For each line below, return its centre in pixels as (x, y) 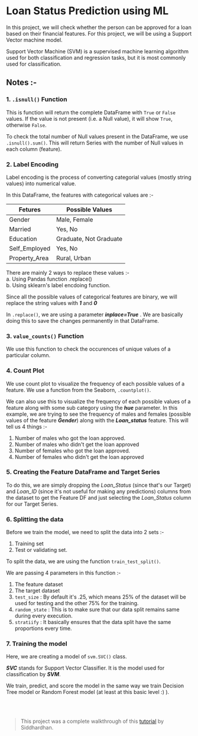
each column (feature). (34, 149)
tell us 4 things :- (27, 426)
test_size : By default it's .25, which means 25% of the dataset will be (100, 597)
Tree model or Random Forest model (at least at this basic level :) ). (88, 692)
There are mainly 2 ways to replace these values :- (68, 272)
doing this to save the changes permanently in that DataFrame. (83, 320)
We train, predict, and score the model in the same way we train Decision (95, 686)
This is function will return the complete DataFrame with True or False (91, 112)
